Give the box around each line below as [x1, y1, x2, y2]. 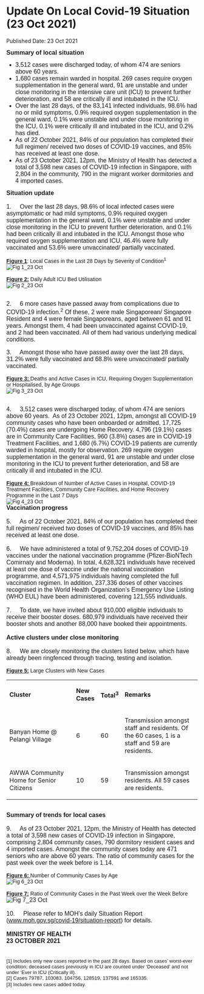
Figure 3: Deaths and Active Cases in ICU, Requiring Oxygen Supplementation [6, 375, 193, 382]
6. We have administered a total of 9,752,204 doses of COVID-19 [6, 545, 189, 552]
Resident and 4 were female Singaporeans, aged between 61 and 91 [6, 315, 192, 322]
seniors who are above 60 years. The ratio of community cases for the [6, 852, 194, 859]
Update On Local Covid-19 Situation [6, 4, 190, 18]
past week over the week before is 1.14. [6, 859, 114, 866]
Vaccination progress [6, 504, 68, 511]
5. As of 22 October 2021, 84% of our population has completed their [6, 518, 198, 525]
